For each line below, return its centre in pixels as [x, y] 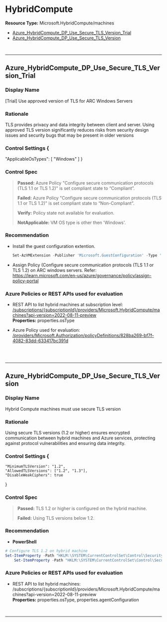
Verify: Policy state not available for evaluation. [66, 212]
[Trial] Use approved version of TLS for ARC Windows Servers [69, 101]
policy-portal [25, 281]
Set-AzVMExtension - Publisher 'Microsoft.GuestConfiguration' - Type [85, 255]
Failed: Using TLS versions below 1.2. [56, 518]
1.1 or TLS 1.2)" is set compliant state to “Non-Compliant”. [76, 203]
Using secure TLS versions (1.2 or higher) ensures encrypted [68, 432]
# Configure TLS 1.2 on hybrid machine [46, 551]
